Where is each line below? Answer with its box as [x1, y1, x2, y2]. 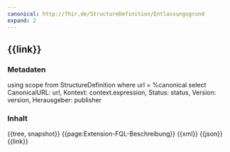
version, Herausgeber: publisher [7, 96, 102, 104]
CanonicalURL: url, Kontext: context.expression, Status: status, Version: [7, 88, 217, 97]
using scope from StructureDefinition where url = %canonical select [7, 81, 207, 89]
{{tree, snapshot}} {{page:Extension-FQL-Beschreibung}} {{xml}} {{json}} [7, 129, 223, 139]
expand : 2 [7, 17, 37, 24]
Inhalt [7, 114, 28, 124]
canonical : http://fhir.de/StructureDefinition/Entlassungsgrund [7, 10, 204, 18]
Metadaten [7, 65, 46, 75]
